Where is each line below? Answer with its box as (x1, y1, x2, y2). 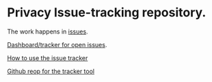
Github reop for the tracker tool (7, 67, 94, 75)
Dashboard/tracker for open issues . (7, 40, 107, 49)
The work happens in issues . (7, 27, 88, 36)
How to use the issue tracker (7, 53, 88, 62)
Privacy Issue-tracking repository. (7, 5, 207, 20)
